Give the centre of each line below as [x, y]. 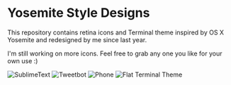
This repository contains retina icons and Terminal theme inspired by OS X [116, 32]
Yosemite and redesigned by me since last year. [77, 39]
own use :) [23, 60]
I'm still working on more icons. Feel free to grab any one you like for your [115, 53]
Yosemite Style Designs [79, 13]
